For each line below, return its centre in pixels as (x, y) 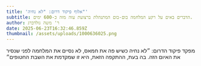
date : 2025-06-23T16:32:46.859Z (47, 28)
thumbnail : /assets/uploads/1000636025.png (62, 34)
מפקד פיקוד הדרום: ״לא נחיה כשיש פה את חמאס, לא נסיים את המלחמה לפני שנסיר (101, 51)
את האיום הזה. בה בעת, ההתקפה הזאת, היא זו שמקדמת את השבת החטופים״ (93, 57)
